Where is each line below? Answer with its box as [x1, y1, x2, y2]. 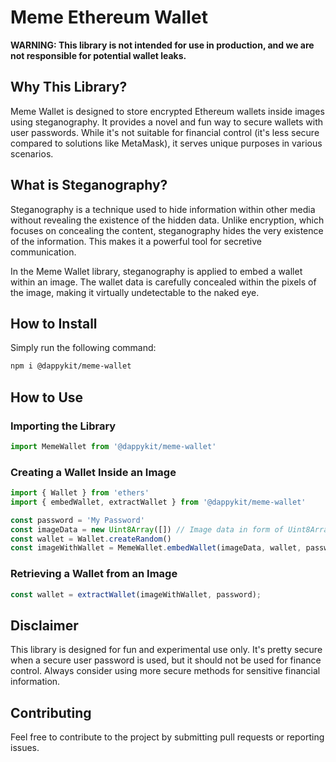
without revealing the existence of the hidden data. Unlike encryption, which [10, 214, 325, 226]
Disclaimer [10, 617, 79, 634]
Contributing [10, 704, 92, 721]
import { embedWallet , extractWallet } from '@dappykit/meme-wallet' [10, 497, 307, 507]
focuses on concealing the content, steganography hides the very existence [10, 224, 324, 236]
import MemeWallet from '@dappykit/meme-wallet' [10, 441, 217, 451]
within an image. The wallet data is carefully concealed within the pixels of [10, 276, 317, 288]
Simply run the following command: [10, 342, 157, 354]
